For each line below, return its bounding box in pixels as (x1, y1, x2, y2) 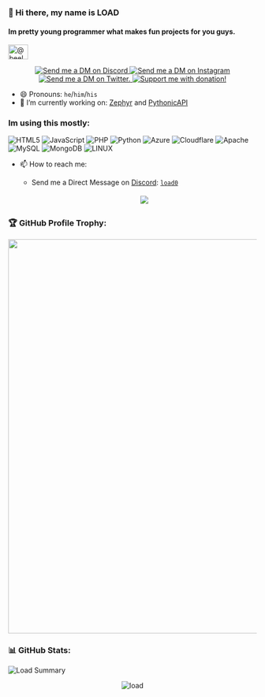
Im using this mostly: (8, 117, 91, 129)
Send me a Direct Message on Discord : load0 (31, 177, 179, 188)
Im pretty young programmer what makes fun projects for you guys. (8, 27, 236, 36)
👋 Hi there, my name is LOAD (8, 7, 120, 18)
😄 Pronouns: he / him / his (19, 90, 98, 99)
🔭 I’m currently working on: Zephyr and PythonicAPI (19, 98, 188, 107)
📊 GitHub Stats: (8, 644, 71, 655)
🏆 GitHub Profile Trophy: (8, 218, 107, 229)
